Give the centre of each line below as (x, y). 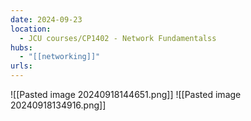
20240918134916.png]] (58, 105)
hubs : (21, 47)
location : (31, 29)
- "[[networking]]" (60, 57)
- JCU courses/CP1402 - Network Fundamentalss (118, 38)
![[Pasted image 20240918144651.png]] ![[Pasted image (126, 94)
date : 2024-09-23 (46, 19)
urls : (21, 66)
